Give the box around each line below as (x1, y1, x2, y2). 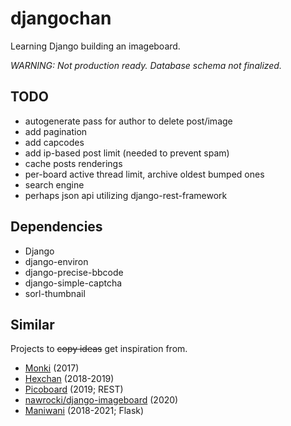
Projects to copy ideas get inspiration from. (10, 343, 188, 355)
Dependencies (10, 218, 103, 236)
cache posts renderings (24, 157, 123, 169)
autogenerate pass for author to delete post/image (24, 115, 233, 127)
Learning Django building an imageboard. (10, 40, 181, 52)
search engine (24, 178, 85, 191)
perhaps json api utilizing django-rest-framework (24, 189, 228, 201)
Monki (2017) (24, 362, 80, 374)
